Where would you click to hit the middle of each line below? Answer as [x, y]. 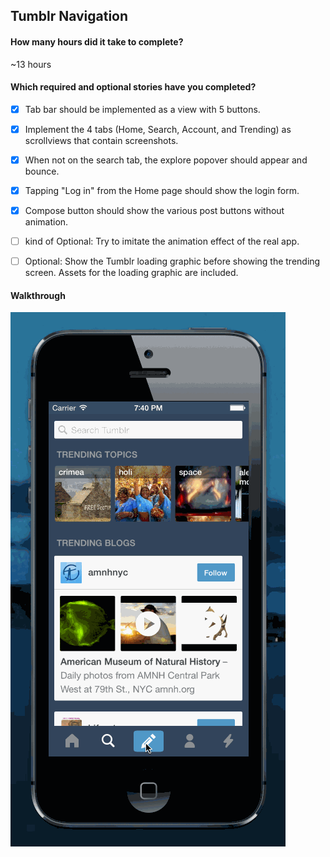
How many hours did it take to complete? [97, 41]
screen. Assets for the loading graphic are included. [131, 273]
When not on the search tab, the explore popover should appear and [166, 160]
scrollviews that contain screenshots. [101, 140]
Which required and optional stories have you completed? [133, 87]
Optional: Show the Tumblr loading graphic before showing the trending [172, 261]
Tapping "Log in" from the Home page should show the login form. [162, 190]
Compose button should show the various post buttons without [154, 211]
